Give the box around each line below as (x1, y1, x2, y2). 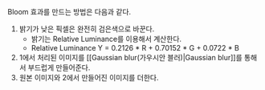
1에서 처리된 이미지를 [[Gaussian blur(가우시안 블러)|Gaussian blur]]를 (18, 53, 243, 62)
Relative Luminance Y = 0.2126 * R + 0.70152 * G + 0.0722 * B (31, 43, 240, 52)
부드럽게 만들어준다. (27, 63, 91, 72)
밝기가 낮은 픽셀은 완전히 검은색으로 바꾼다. (18, 24, 155, 34)
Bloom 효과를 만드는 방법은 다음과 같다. (7, 7, 132, 16)
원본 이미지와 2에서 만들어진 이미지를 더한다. (18, 73, 159, 82)
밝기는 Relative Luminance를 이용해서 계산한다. (31, 35, 182, 43)
